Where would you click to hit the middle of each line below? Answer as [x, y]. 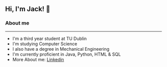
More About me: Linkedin [38, 59]
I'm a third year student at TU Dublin [49, 38]
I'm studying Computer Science [45, 44]
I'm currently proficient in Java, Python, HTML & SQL [66, 54]
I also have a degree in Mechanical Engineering [61, 49]
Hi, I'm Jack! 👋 [28, 9]
